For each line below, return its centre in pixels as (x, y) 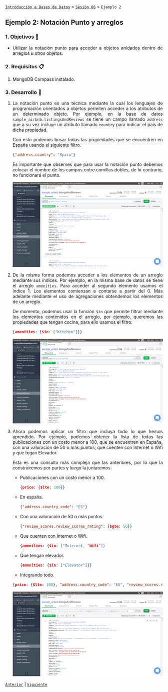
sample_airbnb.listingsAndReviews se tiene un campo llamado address (87, 119)
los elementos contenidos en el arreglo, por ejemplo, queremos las (87, 317)
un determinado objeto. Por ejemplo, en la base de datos (87, 114)
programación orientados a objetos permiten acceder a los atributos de (87, 109)
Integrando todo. (37, 575)
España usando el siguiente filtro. (47, 145)
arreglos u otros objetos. (38, 53)
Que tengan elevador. (42, 555)
